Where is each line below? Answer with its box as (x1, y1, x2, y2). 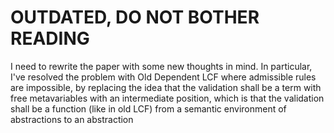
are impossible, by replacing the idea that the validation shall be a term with (10, 81, 322, 93)
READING (10, 27, 90, 50)
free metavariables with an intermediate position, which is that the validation (10, 92, 325, 104)
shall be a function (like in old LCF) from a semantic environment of (10, 102, 287, 115)
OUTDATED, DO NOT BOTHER (10, 6, 260, 29)
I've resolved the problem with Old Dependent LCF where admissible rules (10, 71, 317, 83)
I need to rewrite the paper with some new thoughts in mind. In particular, (10, 60, 313, 72)
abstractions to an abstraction (10, 113, 134, 125)
